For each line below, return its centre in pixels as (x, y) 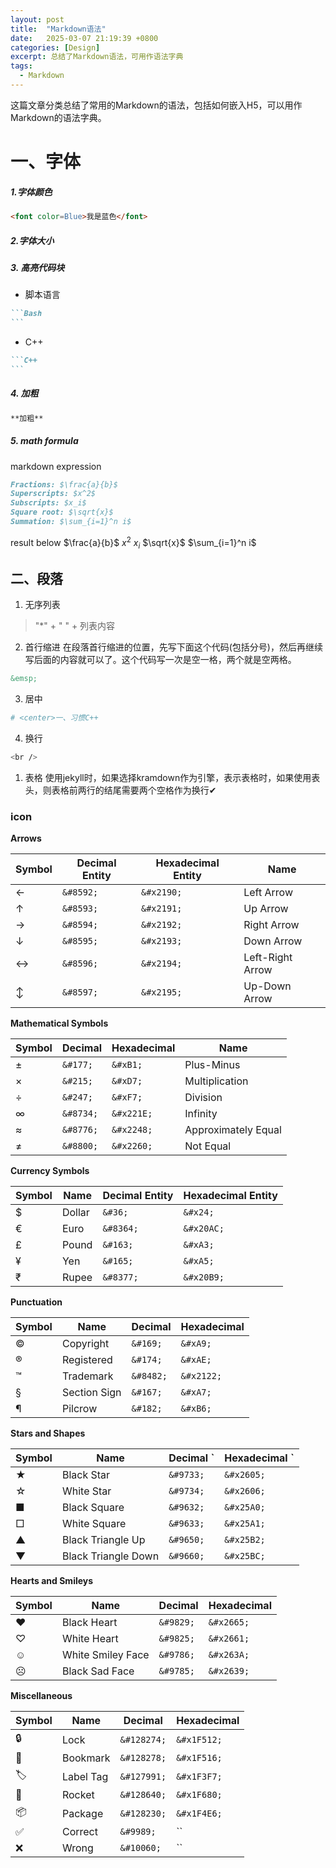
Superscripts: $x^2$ (53, 494)
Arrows (26, 838)
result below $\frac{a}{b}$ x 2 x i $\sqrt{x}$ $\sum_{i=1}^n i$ (133, 542)
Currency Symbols (50, 1171)
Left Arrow (268, 893)
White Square (94, 1524)
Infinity (201, 1114)
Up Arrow (266, 909)
